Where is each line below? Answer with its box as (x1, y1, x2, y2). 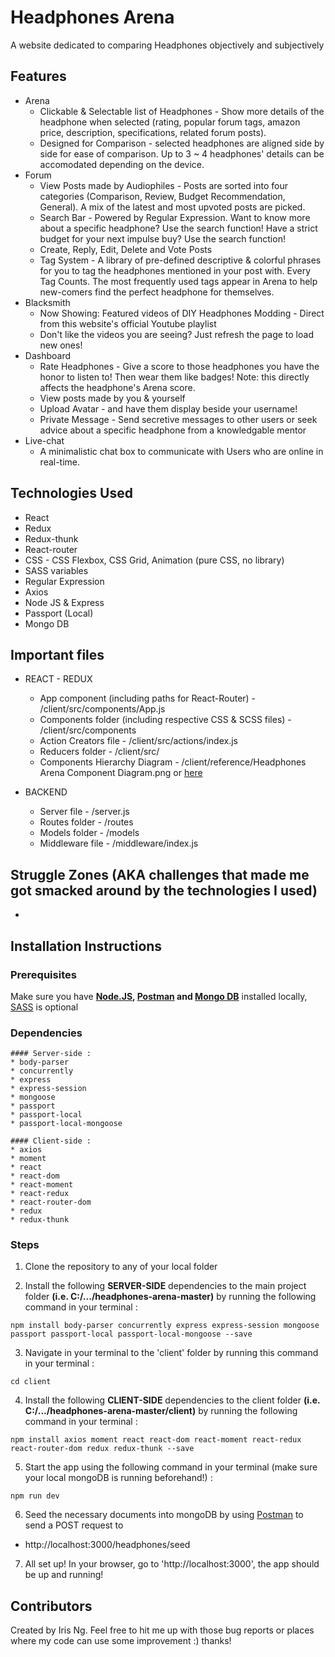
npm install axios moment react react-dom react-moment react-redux (10, 1435, 302, 1445)
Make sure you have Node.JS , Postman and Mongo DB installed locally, (10, 990, 308, 1002)
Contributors (10, 1597, 93, 1615)
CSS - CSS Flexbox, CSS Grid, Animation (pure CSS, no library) (24, 554, 285, 566)
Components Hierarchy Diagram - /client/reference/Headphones (39, 756, 307, 768)
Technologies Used (10, 485, 133, 502)
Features (10, 68, 67, 85)
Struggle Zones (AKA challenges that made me (10, 866, 310, 883)
